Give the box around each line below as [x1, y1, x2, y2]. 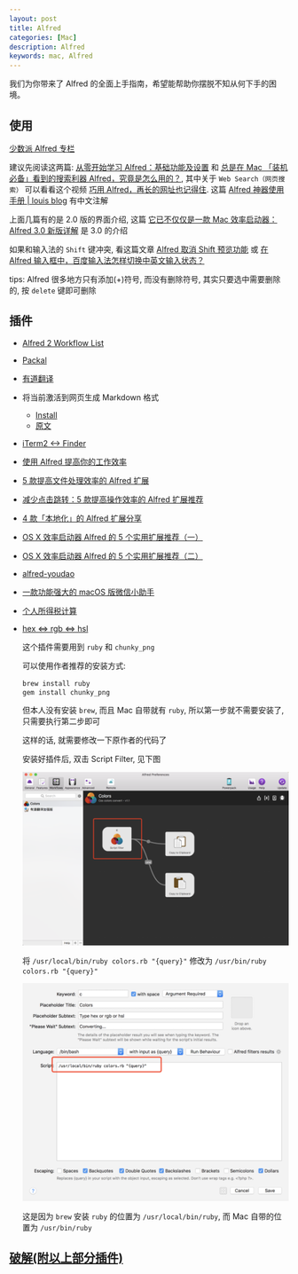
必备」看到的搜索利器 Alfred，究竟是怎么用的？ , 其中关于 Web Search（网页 [9, 173, 279, 184]
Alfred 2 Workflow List [21, 337, 105, 348]
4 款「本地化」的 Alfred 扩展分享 [21, 513, 142, 523]
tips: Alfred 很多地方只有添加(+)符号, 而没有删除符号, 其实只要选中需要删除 [9, 273, 281, 284]
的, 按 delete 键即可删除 [9, 285, 97, 295]
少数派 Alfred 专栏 [9, 143, 75, 153]
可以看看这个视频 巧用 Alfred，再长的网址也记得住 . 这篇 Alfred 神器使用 [24, 184, 285, 194]
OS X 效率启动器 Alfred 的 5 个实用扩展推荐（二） [21, 550, 203, 561]
